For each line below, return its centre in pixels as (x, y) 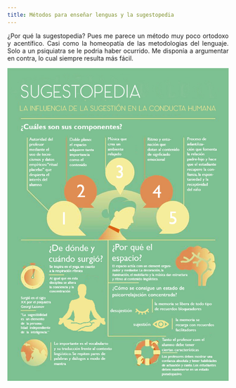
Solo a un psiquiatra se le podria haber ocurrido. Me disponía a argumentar (118, 51)
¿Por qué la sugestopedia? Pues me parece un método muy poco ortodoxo (118, 36)
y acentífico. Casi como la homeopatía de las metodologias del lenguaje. (118, 43)
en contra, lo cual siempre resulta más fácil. (70, 58)
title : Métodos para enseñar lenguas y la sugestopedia (91, 15)
